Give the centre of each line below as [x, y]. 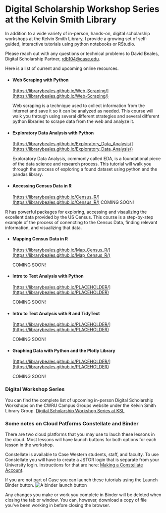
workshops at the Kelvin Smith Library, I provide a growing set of [71, 39]
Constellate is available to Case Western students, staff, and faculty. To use [82, 454]
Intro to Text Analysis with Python [48, 276]
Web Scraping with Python [40, 80]
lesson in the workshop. [29, 445]
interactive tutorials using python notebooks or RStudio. [78, 44]
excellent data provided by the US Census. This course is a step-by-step [79, 217]
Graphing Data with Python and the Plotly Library [64, 350]
